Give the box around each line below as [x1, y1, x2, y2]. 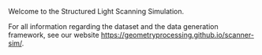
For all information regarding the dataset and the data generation [8, 22, 219, 31]
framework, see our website [8, 31, 100, 39]
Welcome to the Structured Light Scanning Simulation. [8, 7, 185, 16]
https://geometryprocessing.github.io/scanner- [101, 31, 255, 39]
